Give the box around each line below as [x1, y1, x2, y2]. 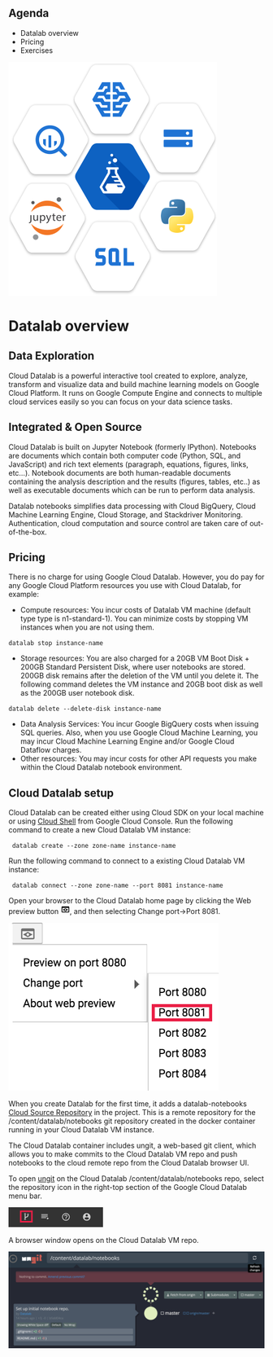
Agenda [8, 7, 50, 20]
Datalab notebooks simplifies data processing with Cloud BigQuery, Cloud [8, 501, 256, 511]
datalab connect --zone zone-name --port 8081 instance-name [11, 881, 223, 890]
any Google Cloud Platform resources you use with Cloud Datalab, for [8, 581, 242, 591]
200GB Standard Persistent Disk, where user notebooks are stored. [19, 662, 246, 672]
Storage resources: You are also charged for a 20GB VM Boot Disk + [19, 653, 250, 663]
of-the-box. [8, 527, 47, 537]
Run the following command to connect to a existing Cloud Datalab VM [8, 856, 245, 866]
